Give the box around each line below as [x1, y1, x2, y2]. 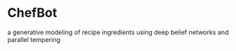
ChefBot [7, 5, 57, 21]
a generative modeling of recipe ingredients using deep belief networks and [7, 28, 229, 36]
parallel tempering [7, 35, 61, 43]
